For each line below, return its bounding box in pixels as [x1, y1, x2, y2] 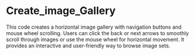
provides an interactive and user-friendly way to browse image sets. [6, 42, 171, 49]
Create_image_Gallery [6, 4, 116, 18]
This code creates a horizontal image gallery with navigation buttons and [6, 23, 182, 30]
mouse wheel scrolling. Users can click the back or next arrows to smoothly [6, 29, 189, 36]
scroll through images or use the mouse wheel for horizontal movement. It [6, 36, 184, 43]
